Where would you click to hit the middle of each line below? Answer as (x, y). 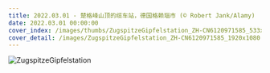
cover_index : (30, 30)
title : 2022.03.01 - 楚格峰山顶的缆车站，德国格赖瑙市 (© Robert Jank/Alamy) (132, 15)
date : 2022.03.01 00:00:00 (53, 23)
